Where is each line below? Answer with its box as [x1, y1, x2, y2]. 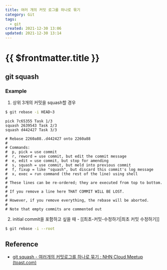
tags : [5, 17, 17, 22]
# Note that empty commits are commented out [5, 207, 102, 212]
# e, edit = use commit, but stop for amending [5, 158, 109, 163]
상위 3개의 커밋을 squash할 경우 [12, 99, 76, 106]
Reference [5, 240, 39, 249]
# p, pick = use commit [5, 149, 57, 154]
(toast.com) [12, 259, 37, 265]
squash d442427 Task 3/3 [5, 127, 57, 132]
